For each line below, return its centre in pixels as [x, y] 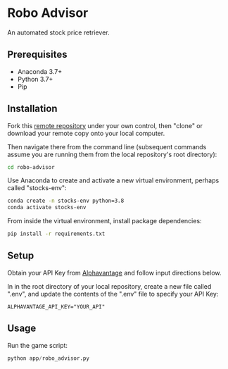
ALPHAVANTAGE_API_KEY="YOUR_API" [56, 307]
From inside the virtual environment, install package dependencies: [104, 221]
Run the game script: [38, 345]
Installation [32, 109]
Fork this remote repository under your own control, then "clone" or [105, 125]
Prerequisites [37, 55]
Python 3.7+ [35, 79]
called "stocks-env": [37, 188]
